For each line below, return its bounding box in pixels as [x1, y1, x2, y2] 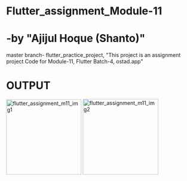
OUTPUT [6, 79, 51, 92]
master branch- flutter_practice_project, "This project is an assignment [6, 52, 181, 59]
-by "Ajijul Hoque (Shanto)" [6, 32, 145, 46]
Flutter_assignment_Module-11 [6, 4, 163, 18]
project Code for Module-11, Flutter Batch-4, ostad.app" [6, 58, 143, 65]
